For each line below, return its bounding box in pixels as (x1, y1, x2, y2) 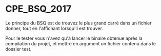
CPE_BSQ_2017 (5, 3, 72, 15)
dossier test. (5, 46, 32, 52)
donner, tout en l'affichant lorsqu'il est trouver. (5, 25, 104, 31)
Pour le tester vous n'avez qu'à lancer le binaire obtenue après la (5, 35, 143, 41)
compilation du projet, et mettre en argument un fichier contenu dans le (5, 40, 156, 46)
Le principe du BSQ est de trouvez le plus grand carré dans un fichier (5, 20, 152, 26)
